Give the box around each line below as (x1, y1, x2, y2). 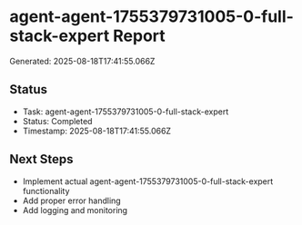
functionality (22, 185, 70, 196)
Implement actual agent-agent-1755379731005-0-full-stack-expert (22, 175, 274, 187)
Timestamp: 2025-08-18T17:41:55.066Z (22, 125, 171, 136)
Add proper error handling (22, 195, 121, 206)
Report (113, 25, 166, 46)
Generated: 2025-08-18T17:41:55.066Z (9, 55, 156, 66)
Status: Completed (22, 115, 93, 126)
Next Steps (9, 152, 74, 167)
